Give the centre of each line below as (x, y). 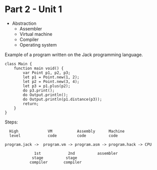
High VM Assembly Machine (67, 131)
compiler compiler (56, 162)
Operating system (38, 45)
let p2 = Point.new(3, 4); (51, 81)
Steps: (11, 122)
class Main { (18, 64)
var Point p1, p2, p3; (47, 73)
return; (31, 104)
